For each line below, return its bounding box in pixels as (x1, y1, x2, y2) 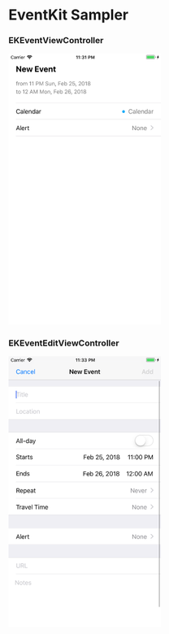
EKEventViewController (8, 35, 104, 46)
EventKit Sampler (8, 6, 129, 24)
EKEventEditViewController (8, 337, 119, 349)
